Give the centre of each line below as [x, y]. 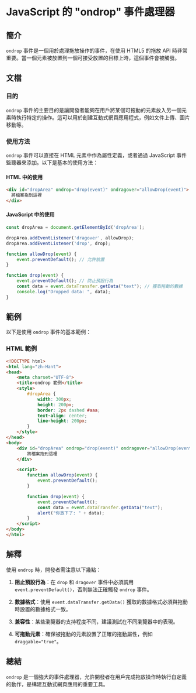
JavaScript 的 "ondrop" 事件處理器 [90, 12]
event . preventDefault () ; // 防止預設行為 [65, 281]
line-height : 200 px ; [62, 421]
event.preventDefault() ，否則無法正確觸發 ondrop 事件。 [83, 589]
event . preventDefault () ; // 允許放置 [61, 259]
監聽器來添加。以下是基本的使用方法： [52, 162]
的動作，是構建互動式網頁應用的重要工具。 [57, 684]
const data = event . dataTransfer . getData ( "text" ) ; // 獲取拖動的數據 [100, 287]
